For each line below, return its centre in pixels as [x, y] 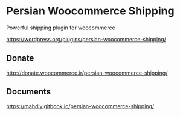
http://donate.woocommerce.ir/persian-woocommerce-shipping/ [87, 73]
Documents [29, 92]
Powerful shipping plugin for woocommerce [61, 28]
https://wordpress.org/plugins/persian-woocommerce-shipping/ [86, 39]
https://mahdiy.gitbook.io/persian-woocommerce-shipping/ [80, 106]
